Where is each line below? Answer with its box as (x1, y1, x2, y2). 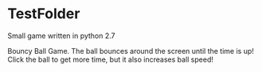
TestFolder (7, 5, 80, 23)
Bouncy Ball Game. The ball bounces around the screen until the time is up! (7, 46, 254, 55)
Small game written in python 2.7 (7, 31, 116, 40)
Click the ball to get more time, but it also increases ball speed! (7, 55, 214, 64)
